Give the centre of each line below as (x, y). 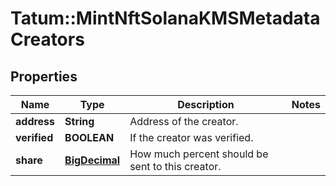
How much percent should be (199, 154)
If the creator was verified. (191, 137)
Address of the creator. (184, 121)
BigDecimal (92, 160)
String (79, 121)
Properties (44, 76)
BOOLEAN (89, 137)
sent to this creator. (175, 166)
